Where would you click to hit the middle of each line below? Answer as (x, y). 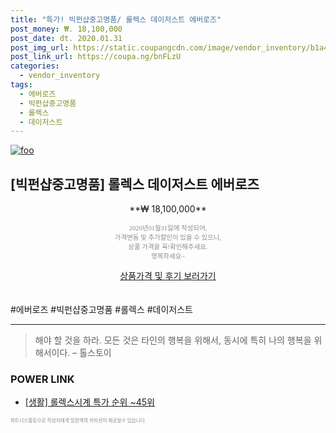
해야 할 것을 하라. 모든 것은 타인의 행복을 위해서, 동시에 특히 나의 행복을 (173, 340)
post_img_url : (40, 47)
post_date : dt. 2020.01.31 (66, 38)
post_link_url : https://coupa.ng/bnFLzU (96, 57)
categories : (35, 66)
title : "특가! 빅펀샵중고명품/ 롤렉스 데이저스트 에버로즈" (116, 19)
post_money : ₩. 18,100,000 (66, 29)
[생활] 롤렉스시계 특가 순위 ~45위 (89, 402)
